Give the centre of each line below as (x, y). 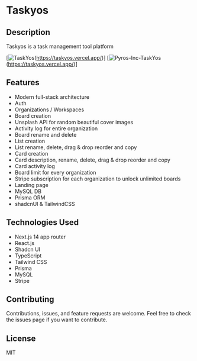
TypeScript (28, 256)
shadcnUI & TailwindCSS (45, 204)
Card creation (31, 153)
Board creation (33, 115)
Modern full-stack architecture (52, 97)
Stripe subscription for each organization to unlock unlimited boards (98, 179)
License (21, 338)
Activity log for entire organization (56, 128)
